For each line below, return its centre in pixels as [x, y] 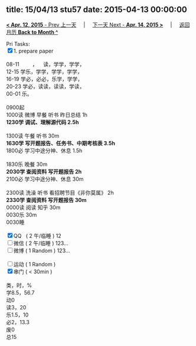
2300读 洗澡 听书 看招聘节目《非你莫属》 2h [60, 192]
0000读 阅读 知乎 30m [33, 207]
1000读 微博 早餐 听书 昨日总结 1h [47, 115]
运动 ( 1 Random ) [35, 264]
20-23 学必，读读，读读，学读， [45, 86]
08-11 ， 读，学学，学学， [45, 64]
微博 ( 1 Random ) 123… [42, 250]
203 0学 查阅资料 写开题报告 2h [44, 171]
